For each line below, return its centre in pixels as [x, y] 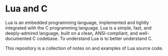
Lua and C [26, 9]
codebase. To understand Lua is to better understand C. [95, 38]
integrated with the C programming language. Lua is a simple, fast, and [78, 27]
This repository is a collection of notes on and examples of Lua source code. [84, 48]
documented [18, 38]
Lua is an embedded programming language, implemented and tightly [77, 22]
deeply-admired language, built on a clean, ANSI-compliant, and [71, 33]
